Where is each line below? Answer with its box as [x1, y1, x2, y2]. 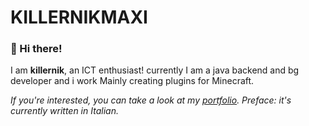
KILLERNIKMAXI [10, 6, 148, 29]
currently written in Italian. [10, 105, 119, 117]
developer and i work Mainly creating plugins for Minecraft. [10, 75, 255, 87]
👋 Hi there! [10, 42, 63, 56]
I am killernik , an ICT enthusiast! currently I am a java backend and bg [10, 64, 300, 76]
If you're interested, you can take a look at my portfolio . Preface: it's [10, 94, 292, 106]
